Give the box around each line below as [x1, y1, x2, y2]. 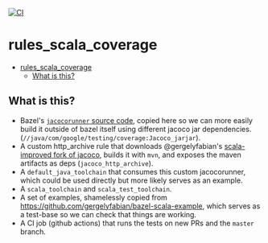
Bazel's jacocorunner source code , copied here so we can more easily [19, 115, 254, 125]
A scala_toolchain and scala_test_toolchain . [19, 183, 172, 193]
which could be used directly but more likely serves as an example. [19, 175, 243, 185]
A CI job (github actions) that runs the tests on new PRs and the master [19, 218, 255, 228]
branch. [19, 226, 47, 237]
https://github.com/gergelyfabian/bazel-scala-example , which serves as [19, 201, 261, 211]
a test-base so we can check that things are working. [19, 209, 197, 219]
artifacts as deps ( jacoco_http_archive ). [19, 158, 154, 168]
